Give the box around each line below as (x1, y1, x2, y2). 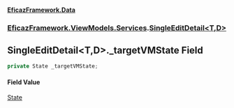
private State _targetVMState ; (7, 63, 98, 70)
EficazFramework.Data (7, 6, 75, 14)
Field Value (7, 77, 41, 86)
